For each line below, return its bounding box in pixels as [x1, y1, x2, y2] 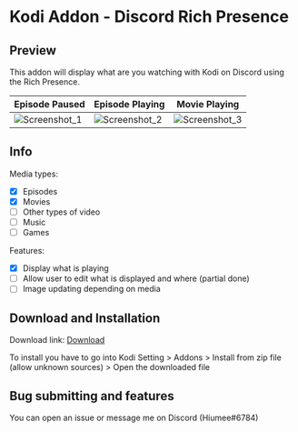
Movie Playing [176, 98, 240, 110]
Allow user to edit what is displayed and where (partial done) [22, 273, 250, 284]
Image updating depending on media [22, 284, 161, 295]
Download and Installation [9, 310, 161, 326]
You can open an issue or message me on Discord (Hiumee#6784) [9, 412, 259, 423]
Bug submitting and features [9, 388, 174, 404]
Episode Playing [94, 98, 165, 110]
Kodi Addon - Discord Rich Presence [9, 6, 289, 27]
